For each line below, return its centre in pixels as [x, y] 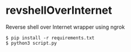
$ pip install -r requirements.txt [50, 38]
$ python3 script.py [32, 43]
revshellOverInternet [59, 10]
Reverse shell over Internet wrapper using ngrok [65, 27]
